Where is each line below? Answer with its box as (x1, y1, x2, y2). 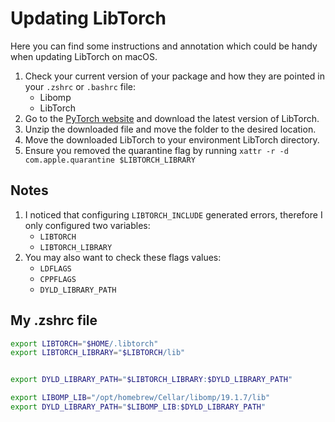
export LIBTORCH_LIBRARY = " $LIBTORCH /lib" (10, 348, 186, 358)
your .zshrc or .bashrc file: (24, 80, 137, 92)
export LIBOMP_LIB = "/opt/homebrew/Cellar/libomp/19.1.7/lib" (10, 393, 271, 403)
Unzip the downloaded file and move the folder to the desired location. (24, 123, 317, 135)
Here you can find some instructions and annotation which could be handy (10, 40, 318, 52)
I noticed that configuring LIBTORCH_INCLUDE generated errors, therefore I (24, 208, 323, 221)
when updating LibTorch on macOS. (10, 50, 158, 62)
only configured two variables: (24, 219, 151, 231)
